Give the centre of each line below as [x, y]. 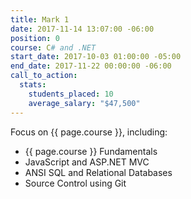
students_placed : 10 [71, 94]
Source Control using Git [75, 183]
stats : [33, 85]
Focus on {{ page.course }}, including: [89, 132]
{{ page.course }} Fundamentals [91, 151]
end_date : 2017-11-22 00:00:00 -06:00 [91, 66]
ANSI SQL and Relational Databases [98, 172]
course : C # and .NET [53, 47]
